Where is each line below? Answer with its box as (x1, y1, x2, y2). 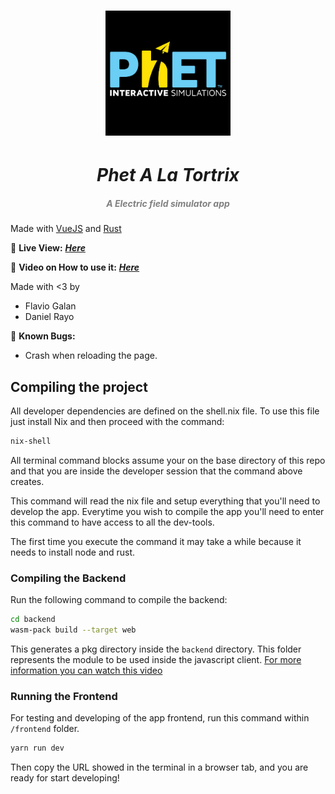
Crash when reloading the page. (24, 350, 158, 362)
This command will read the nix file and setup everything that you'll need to (10, 495, 321, 507)
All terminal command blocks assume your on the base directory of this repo (10, 455, 326, 467)
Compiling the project (10, 378, 148, 395)
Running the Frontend (10, 690, 118, 703)
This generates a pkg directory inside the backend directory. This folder (10, 643, 302, 655)
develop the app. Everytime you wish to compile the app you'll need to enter (10, 506, 325, 518)
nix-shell (10, 436, 52, 447)
